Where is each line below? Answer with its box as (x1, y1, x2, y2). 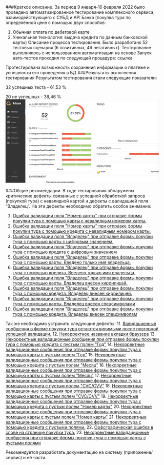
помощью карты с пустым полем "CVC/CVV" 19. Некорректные (5, 393, 139, 399)
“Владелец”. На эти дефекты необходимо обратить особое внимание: (5, 203, 152, 209)
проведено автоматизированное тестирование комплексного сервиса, (5, 9, 155, 15)
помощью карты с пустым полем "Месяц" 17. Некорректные (5, 373, 132, 379)
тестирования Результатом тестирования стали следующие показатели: (5, 75, 157, 81)
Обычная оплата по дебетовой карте (12, 29, 90, 35)
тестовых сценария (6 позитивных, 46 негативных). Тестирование (12, 45, 152, 50)
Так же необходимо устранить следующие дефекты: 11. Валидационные (5, 321, 157, 326)
